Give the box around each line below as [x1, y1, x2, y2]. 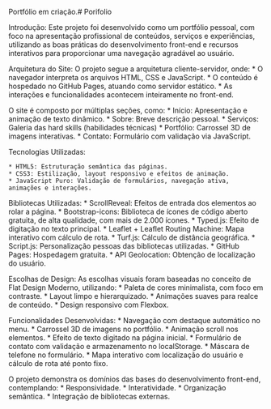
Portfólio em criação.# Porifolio [8, 7, 112, 16]
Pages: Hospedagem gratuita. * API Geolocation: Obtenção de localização [8, 250, 256, 259]
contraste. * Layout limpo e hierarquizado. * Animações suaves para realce [8, 292, 259, 300]
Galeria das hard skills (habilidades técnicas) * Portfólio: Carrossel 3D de [8, 123, 251, 132]
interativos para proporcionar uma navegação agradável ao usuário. [8, 49, 235, 58]
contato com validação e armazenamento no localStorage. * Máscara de [8, 342, 250, 351]
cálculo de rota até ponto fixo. [8, 359, 108, 368]
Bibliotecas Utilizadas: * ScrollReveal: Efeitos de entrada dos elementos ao [8, 198, 256, 207]
